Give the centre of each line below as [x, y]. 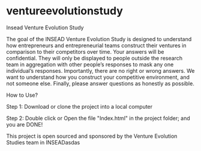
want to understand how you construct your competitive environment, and [98, 77]
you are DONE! [25, 124]
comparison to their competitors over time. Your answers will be [85, 51]
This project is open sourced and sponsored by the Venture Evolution [92, 136]
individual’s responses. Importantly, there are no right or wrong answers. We [100, 70]
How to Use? [22, 95]
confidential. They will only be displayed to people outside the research [94, 58]
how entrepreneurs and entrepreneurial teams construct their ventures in [97, 45]
